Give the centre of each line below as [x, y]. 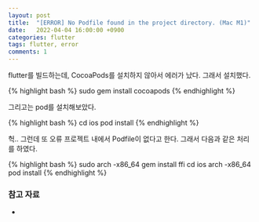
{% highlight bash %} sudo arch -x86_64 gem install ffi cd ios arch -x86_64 [129, 164]
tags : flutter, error [44, 45]
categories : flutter [42, 37]
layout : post [29, 15]
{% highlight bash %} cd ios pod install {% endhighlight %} [104, 123]
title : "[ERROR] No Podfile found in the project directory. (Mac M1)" [129, 23]
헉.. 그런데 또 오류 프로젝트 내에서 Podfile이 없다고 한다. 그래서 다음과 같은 [122, 139]
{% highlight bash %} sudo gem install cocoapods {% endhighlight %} [122, 91]
